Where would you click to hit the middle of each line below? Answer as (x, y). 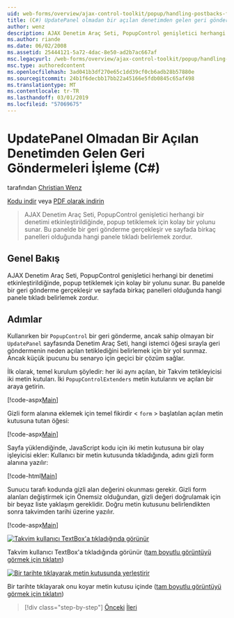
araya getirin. (26, 386)
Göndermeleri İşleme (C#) (84, 168)
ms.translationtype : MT (42, 85)
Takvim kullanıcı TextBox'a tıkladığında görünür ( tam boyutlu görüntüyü (109, 552)
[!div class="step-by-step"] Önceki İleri (80, 608)
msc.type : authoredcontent (46, 65)
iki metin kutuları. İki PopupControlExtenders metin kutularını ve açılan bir (110, 379)
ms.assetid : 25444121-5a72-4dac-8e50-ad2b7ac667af (82, 53)
